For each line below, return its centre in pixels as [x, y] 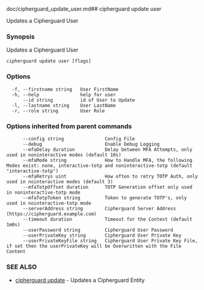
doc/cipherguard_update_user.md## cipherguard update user [84, 9]
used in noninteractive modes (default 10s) [64, 155]
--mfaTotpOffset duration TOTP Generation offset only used [107, 187]
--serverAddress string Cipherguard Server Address [99, 208]
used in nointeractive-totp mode [49, 203]
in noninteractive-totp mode [43, 193]
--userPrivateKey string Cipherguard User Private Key [102, 235]
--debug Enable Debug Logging [91, 144]
